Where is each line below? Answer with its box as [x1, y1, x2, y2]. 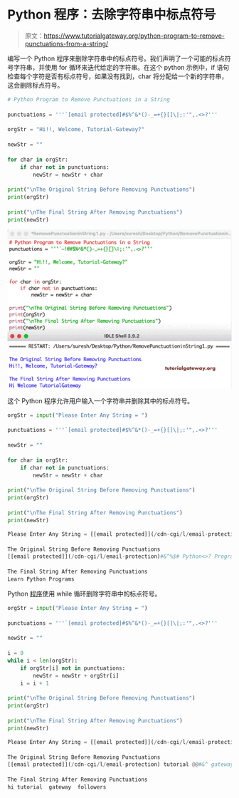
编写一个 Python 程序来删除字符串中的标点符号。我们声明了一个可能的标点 [7, 54, 225, 63]
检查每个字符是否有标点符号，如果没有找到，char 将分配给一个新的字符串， [7, 72, 228, 81]
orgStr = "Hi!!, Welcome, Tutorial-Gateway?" [7, 126, 144, 133]
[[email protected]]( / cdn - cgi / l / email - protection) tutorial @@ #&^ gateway [7, 761, 234, 768]
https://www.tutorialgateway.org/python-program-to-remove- [43, 31, 225, 40]
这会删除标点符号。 [7, 81, 64, 89]
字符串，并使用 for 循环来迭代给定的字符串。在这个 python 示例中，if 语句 [13, 63, 230, 71]
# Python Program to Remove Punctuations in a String [7, 95, 171, 103]
